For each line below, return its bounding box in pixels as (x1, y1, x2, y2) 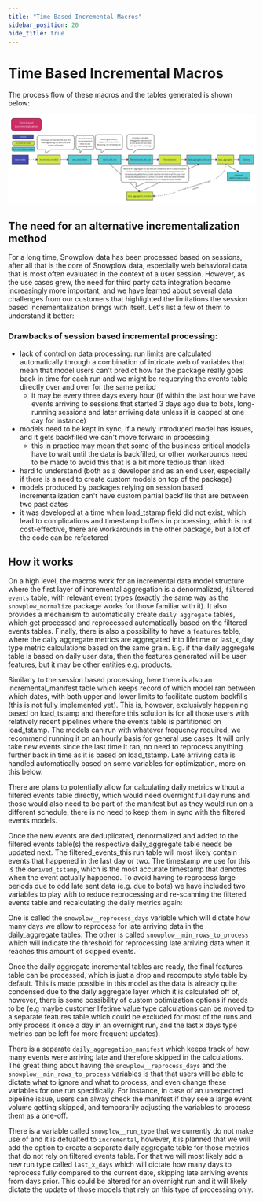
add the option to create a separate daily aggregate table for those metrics (8, 1143, 250, 1152)
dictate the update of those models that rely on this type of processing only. (8, 1185, 254, 1194)
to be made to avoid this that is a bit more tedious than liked (31, 457, 225, 467)
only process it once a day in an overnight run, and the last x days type (8, 1020, 238, 1030)
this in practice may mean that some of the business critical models (31, 441, 250, 450)
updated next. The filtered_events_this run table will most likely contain (8, 848, 237, 857)
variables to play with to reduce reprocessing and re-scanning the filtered (8, 889, 247, 899)
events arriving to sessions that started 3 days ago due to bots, (31, 398, 236, 409)
